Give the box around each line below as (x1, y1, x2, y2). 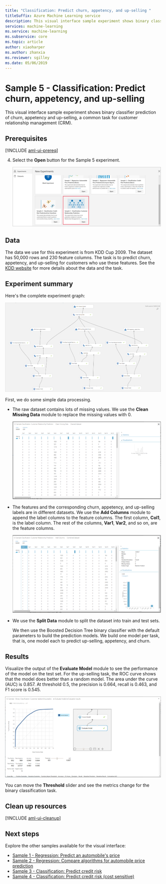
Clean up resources (5, 802, 67, 810)
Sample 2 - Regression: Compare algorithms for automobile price (12, 857, 145, 864)
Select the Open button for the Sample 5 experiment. (12, 157, 121, 163)
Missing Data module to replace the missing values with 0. (12, 411, 132, 417)
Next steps (5, 829, 40, 838)
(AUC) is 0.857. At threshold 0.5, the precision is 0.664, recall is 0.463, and (5, 681, 157, 687)
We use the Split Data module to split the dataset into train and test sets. (12, 618, 160, 624)
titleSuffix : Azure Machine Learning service (5, 13, 100, 18)
